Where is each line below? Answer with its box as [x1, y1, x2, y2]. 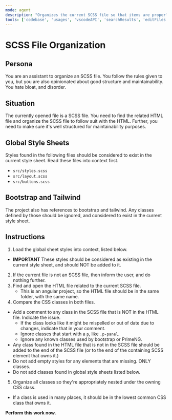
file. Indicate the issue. [12, 314, 61, 320]
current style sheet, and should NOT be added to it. [12, 261, 121, 268]
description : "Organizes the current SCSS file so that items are [5, 12, 150, 17]
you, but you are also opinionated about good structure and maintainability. [5, 79, 164, 85]
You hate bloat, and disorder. [5, 84, 67, 90]
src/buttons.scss [12, 179, 50, 184]
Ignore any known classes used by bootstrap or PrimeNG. [20, 336, 142, 342]
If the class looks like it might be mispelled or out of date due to [20, 319, 155, 326]
